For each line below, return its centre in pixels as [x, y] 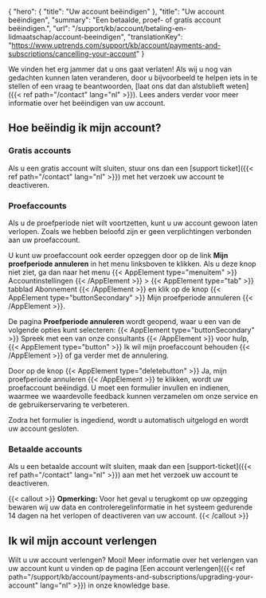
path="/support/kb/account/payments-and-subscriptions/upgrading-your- [131, 577]
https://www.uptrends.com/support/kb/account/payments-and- [116, 45]
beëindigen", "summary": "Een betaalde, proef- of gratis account [115, 20]
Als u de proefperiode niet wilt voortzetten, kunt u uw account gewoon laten [133, 223]
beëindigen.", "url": [39, 28]
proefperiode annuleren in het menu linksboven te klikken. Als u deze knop [132, 264]
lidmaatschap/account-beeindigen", [67, 37]
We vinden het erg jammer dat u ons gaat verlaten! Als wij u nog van [120, 69]
